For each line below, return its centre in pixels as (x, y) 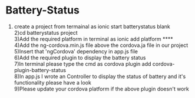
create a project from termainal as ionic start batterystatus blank (92, 26)
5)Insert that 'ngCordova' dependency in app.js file (76, 51)
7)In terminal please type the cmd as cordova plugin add (82, 64)
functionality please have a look (53, 82)
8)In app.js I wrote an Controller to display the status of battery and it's (100, 76)
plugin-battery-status (40, 70)
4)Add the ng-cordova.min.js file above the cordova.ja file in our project (101, 45)
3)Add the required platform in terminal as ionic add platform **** (93, 39)
